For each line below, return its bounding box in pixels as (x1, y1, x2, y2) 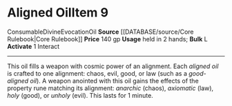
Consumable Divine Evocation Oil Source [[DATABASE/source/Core (7, 28, 195, 36)
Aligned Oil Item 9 (7, 5, 109, 21)
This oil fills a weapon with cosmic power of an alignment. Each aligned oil (7, 62, 219, 70)
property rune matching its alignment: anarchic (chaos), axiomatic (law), (7, 84, 214, 92)
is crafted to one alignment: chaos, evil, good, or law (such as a (7, 69, 188, 77)
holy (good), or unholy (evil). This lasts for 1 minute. (7, 91, 153, 99)
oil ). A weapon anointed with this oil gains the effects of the (30, 76, 199, 85)
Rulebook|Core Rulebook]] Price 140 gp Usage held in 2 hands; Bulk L (7, 34, 209, 43)
